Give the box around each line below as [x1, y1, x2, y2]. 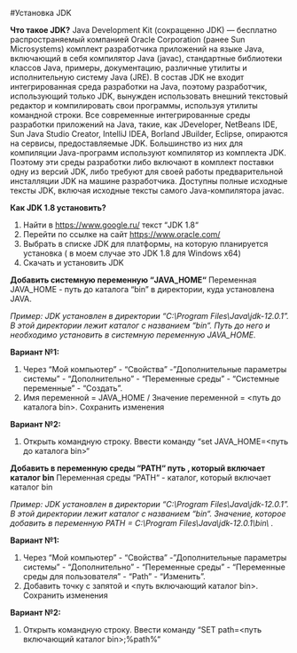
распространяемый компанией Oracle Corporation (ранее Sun [10, 35, 246, 44]
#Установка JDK [10, 8, 72, 18]
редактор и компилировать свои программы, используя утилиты [10, 100, 258, 110]
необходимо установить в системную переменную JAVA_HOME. [10, 330, 256, 340]
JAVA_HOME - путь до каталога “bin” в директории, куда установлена [10, 284, 275, 294]
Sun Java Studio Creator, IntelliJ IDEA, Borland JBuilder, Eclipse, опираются [10, 129, 289, 139]
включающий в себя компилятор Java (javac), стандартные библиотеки [10, 53, 283, 63]
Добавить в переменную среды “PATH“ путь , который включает [10, 463, 265, 474]
